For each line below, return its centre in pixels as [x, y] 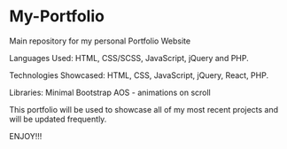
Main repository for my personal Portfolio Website [100, 41]
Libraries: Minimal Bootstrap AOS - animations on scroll [110, 92]
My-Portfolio [57, 16]
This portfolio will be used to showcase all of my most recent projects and [144, 109]
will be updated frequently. [58, 119]
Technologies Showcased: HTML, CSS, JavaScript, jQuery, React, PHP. [139, 75]
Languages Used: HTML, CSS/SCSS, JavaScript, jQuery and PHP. [129, 58]
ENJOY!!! [26, 136]
